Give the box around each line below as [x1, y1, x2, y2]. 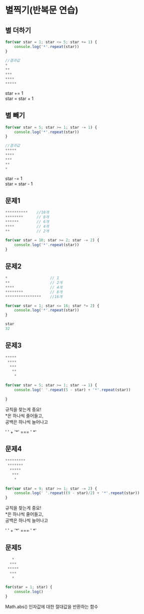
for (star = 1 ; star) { [5, 584, 52, 590]
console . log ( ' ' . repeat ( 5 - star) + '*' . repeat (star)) [14, 387, 131, 392]
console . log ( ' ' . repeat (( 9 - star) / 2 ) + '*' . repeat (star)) [14, 490, 140, 495]
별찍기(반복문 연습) [5, 4, 78, 16]
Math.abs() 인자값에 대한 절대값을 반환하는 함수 [5, 603, 98, 609]
